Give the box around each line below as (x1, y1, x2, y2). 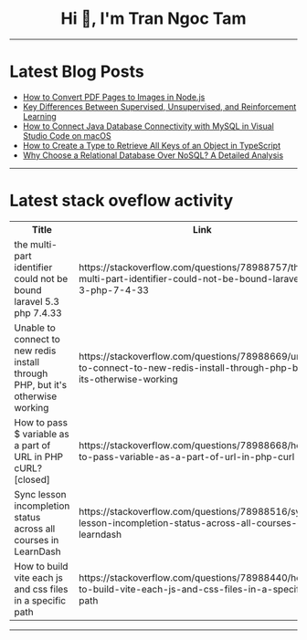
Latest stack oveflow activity (9, 191, 234, 211)
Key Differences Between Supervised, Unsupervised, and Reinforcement (22, 100, 297, 112)
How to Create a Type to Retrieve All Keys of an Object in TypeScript (22, 140, 281, 151)
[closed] (14, 473, 50, 486)
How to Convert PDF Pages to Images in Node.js (22, 91, 206, 102)
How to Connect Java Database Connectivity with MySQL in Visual (22, 121, 274, 131)
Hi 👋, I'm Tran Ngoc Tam (60, 8, 247, 29)
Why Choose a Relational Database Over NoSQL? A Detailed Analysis (22, 150, 284, 161)
